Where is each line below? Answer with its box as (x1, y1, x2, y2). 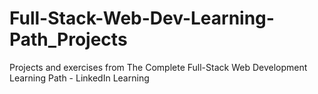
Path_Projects (9, 28, 128, 51)
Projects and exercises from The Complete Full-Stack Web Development (9, 61, 308, 73)
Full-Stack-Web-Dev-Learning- (9, 7, 275, 30)
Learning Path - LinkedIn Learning (9, 72, 150, 84)
